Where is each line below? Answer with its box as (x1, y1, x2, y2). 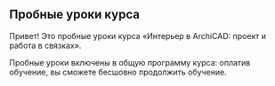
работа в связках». (9, 40, 82, 51)
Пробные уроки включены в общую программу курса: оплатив (9, 57, 251, 67)
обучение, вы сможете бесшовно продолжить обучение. (9, 66, 227, 77)
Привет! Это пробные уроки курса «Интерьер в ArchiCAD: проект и (9, 30, 267, 41)
